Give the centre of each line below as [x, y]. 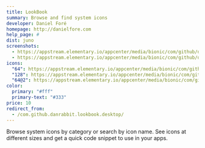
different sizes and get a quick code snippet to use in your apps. [87, 138]
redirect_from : [26, 109]
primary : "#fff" [32, 92]
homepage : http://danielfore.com [49, 29]
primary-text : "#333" [39, 97]
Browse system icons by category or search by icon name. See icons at [96, 131]
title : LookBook [27, 12]
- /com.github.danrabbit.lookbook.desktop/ [68, 114]
